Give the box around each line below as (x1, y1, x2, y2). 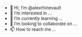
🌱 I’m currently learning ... (9, 15, 63, 21)
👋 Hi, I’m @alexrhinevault (9, 5, 61, 10)
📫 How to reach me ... (9, 26, 56, 32)
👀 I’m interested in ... (9, 10, 52, 16)
